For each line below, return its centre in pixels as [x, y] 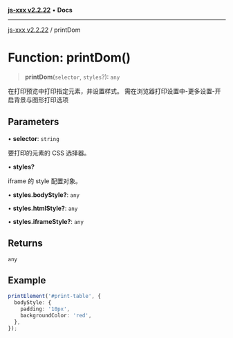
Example [27, 280]
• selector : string [34, 138]
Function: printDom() [69, 58]
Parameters [34, 122]
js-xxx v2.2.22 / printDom [44, 30]
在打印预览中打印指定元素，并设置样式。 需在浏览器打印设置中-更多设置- [111, 91]
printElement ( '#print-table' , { [54, 297]
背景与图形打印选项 [41, 100]
